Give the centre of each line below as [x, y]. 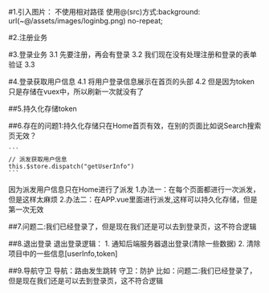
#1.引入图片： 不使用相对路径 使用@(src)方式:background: [104, 12]
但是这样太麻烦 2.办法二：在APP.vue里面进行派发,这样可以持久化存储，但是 [133, 199]
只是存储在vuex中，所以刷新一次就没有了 [76, 92]
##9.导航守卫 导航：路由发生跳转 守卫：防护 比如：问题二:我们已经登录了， [132, 271]
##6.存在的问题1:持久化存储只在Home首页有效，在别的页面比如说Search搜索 [135, 126]
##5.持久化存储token [43, 108]
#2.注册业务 [28, 37]
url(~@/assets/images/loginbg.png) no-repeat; [86, 21]
